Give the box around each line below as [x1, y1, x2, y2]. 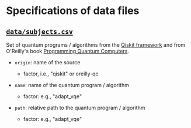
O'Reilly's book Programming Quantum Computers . [6, 48, 130, 54]
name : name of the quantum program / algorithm [14, 82, 130, 88]
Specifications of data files [6, 4, 140, 18]
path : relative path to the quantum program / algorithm [14, 104, 145, 111]
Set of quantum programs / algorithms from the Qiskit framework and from [6, 41, 186, 48]
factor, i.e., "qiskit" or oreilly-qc [23, 70, 99, 77]
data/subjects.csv [6, 27, 73, 36]
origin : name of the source [14, 59, 81, 65]
